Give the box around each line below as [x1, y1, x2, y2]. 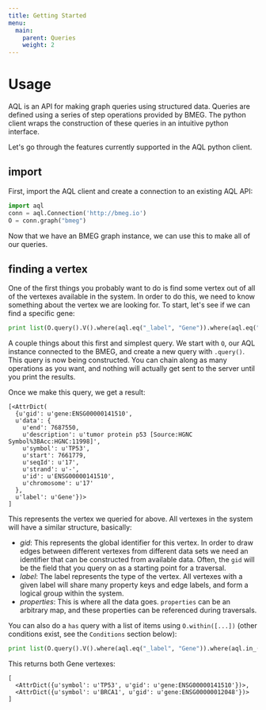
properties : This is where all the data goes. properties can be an [19, 597, 231, 607]
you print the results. [8, 372, 76, 382]
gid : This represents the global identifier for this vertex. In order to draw [19, 538, 253, 548]
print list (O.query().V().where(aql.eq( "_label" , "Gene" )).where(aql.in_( [8, 645, 260, 653]
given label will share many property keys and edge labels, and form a [19, 581, 249, 590]
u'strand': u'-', [22, 465, 80, 473]
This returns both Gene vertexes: [8, 659, 116, 669]
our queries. [8, 239, 48, 249]
